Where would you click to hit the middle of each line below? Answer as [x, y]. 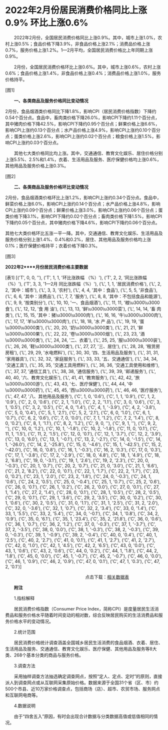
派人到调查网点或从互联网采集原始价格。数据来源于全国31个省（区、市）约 [82, 682]
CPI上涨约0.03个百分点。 [34, 142]
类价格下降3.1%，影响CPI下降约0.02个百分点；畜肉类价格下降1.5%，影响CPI [84, 216]
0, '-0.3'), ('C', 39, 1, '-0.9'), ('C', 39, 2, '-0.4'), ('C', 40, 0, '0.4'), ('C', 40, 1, [81, 534]
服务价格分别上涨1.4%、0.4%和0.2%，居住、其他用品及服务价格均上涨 [78, 239]
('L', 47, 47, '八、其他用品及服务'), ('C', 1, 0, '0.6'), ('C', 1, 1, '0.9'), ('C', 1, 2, [80, 396]
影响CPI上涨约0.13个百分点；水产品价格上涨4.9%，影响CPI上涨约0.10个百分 [83, 130]
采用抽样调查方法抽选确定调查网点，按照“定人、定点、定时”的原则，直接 [88, 676]
